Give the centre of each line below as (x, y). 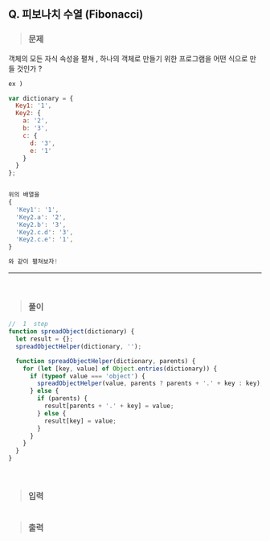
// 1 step (28, 324)
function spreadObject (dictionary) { (72, 332)
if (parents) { (63, 399)
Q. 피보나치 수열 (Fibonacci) (76, 14)
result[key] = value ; (80, 421)
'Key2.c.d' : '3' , (45, 232)
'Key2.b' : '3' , (41, 225)
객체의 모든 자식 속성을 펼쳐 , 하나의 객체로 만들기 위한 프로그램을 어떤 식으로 (128, 58)
